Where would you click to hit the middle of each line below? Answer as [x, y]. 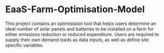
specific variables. [25, 45]
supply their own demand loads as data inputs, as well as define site [77, 40]
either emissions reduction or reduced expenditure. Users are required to [82, 34]
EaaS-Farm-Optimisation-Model [75, 9]
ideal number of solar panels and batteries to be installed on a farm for [80, 29]
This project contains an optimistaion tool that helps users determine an [81, 23]
